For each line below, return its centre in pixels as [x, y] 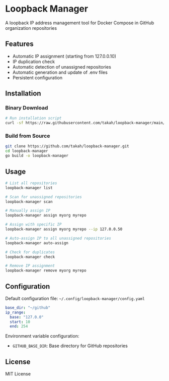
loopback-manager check [30, 257]
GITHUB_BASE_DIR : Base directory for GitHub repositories [70, 346]
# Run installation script [33, 118]
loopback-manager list [29, 188]
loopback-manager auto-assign [37, 243]
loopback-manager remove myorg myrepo [46, 270]
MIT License [18, 374]
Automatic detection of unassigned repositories [62, 67]
